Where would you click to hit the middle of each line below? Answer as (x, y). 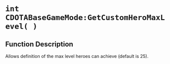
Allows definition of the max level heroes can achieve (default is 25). (77, 56)
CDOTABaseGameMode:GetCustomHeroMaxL (85, 18)
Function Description (39, 44)
